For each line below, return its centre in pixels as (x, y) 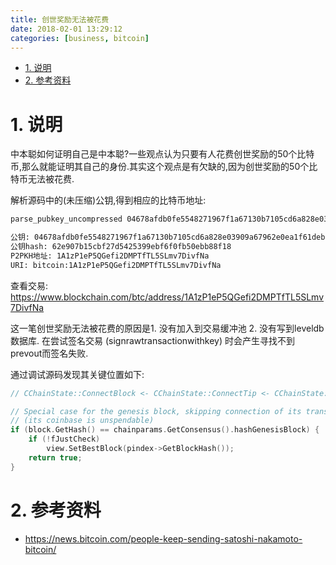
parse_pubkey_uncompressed (66, 219)
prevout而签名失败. (49, 353)
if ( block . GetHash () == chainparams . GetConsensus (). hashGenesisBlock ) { (165, 430)
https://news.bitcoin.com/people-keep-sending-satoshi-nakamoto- (163, 538)
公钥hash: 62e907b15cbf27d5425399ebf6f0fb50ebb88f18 (121, 247)
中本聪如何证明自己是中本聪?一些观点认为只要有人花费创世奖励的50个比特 (162, 154)
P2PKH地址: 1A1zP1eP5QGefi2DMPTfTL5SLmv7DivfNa (110, 256)
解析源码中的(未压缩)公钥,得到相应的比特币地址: (108, 200)
